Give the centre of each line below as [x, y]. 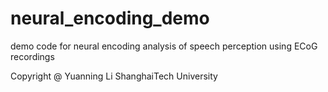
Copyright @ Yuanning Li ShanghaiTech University [114, 76]
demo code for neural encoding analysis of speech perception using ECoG [164, 46]
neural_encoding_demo [110, 18]
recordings [32, 56]
